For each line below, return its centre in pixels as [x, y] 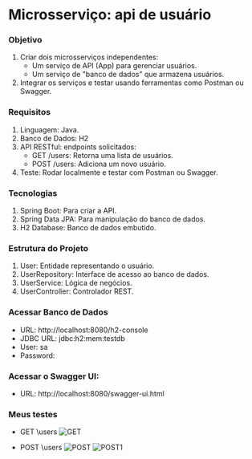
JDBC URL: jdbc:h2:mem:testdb [73, 338]
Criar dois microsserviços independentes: [89, 57]
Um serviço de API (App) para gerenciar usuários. [114, 66]
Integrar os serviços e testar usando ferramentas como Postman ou [132, 83]
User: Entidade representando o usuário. [87, 266]
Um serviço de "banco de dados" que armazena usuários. [128, 75]
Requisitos [29, 112]
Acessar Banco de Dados [58, 312]
